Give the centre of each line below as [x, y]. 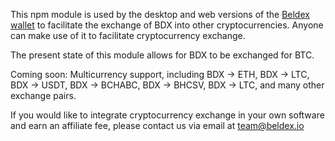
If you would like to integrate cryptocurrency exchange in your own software [167, 115]
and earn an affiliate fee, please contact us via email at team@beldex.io [157, 125]
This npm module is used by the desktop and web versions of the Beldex [160, 14]
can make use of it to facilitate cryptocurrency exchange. [128, 35]
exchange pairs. [43, 95]
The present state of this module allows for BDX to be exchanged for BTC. [162, 55]
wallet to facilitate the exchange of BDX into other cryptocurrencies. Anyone [167, 25]
